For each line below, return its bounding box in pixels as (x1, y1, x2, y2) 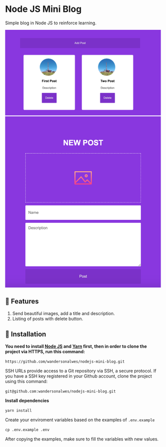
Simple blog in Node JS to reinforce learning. (5, 20, 97, 26)
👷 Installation (5, 330, 46, 338)
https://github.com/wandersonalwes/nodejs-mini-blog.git (5, 359, 125, 364)
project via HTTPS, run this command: (5, 348, 85, 354)
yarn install (5, 408, 32, 413)
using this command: (5, 378, 48, 384)
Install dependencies (5, 397, 49, 403)
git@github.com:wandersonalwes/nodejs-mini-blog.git (5, 388, 116, 394)
